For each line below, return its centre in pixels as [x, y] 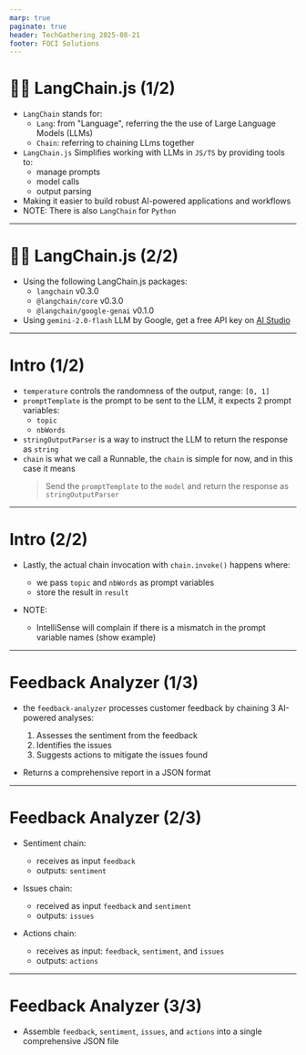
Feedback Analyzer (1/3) [104, 683]
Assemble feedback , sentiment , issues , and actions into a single [142, 1031]
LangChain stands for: [62, 114]
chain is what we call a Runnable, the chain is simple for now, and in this [158, 459]
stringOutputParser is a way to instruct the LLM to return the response [155, 440]
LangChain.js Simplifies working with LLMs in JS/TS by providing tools [153, 152]
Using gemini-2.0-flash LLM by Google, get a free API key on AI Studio [157, 320]
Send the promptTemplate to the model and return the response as [167, 486]
